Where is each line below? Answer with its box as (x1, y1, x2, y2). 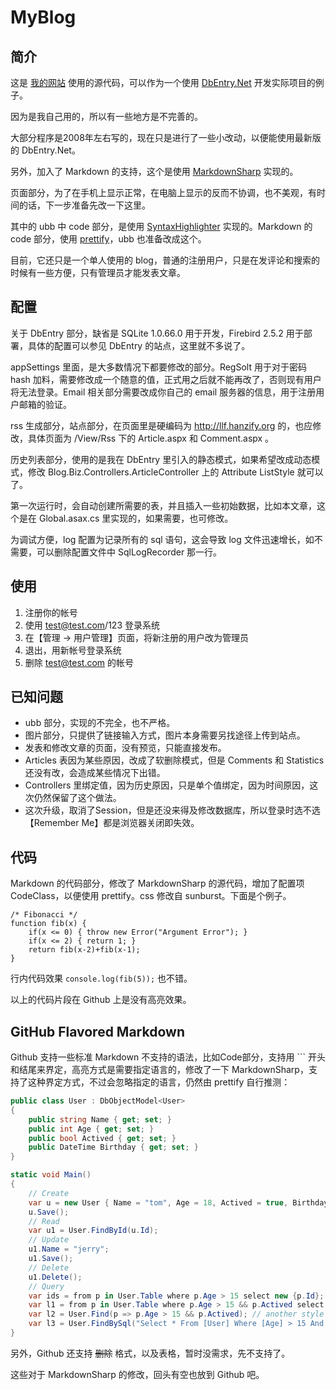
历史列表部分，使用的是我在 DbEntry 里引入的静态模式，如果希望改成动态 (10, 453, 312, 465)
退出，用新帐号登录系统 (24, 644, 122, 656)
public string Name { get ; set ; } (28, 1114, 172, 1125)
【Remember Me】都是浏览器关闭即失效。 (24, 817, 200, 829)
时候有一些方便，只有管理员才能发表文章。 (10, 267, 186, 278)
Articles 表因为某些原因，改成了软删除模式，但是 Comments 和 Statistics (24, 754, 325, 766)
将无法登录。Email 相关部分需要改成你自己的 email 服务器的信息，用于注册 (10, 386, 317, 398)
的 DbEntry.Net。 (10, 144, 81, 156)
